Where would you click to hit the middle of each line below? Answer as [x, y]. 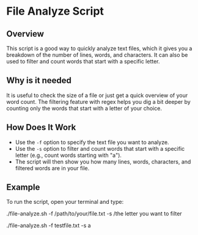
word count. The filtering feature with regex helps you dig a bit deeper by [98, 101]
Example [23, 187]
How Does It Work [41, 127]
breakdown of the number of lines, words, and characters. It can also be [97, 55]
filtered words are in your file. [52, 168]
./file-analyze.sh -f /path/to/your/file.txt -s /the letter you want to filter [94, 214]
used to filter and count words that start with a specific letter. [83, 61]
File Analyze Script [55, 11]
